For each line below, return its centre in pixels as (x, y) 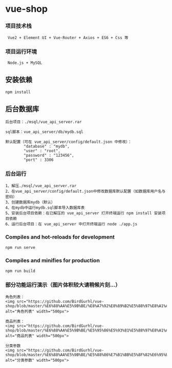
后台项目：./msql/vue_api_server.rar (44, 122)
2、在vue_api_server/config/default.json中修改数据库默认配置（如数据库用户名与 (85, 191)
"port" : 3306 (39, 160)
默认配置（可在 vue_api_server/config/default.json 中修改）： (69, 142)
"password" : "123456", (49, 155)
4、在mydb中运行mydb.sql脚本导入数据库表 (45, 208)
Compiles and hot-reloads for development (60, 237)
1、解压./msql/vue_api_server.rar (41, 186)
